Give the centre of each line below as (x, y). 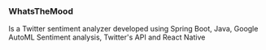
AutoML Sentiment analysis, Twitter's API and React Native (107, 37)
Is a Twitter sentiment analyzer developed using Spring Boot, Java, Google (133, 29)
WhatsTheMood (41, 11)
